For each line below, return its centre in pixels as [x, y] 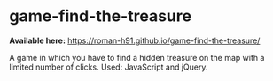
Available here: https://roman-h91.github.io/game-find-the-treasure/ [135, 40]
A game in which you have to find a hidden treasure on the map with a [137, 57]
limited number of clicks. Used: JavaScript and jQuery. [109, 67]
